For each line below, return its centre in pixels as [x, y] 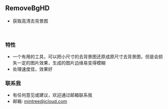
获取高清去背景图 [30, 21]
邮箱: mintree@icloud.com [40, 101]
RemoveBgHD [27, 8]
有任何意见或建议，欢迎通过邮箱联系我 [52, 95]
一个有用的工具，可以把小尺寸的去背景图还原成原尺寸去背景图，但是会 [86, 56]
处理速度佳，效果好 [33, 69]
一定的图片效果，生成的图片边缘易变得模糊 [61, 63]
